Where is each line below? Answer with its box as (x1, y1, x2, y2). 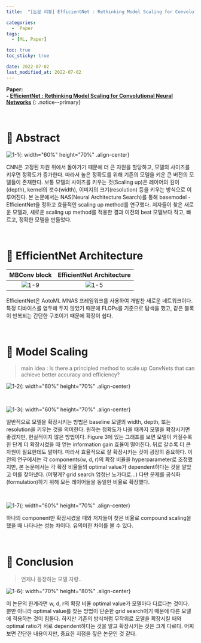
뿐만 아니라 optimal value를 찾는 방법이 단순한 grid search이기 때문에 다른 (6, 608, 181, 615)
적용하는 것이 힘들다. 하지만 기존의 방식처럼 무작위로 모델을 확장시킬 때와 (12, 615, 182, 622)
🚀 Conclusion (6, 555, 74, 569)
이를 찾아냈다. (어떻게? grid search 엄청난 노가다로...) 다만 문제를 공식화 (12, 471, 181, 478)
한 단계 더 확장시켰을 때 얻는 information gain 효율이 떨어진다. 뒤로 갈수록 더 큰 (6, 441, 191, 448)
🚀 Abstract (6, 131, 60, 145)
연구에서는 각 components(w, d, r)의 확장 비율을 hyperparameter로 (17, 456, 177, 463)
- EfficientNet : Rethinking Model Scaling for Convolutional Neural (6, 92, 173, 99)
